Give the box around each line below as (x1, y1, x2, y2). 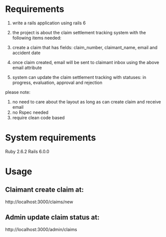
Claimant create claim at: (5, 185, 84, 194)
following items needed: (12, 35, 62, 41)
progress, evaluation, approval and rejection (12, 79, 103, 85)
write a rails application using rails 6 (12, 20, 86, 26)
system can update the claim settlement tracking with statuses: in (12, 74, 147, 80)
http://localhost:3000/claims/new (5, 199, 73, 205)
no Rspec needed (12, 109, 49, 115)
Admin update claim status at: (5, 213, 100, 222)
